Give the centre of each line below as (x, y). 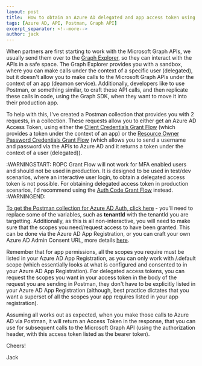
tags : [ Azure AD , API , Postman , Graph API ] (62, 23)
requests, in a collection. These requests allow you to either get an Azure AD (101, 121)
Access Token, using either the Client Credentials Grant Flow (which (91, 127)
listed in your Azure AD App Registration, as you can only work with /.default (101, 258)
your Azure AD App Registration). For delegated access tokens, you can (96, 271)
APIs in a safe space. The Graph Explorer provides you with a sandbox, (94, 65)
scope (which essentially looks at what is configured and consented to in (97, 265)
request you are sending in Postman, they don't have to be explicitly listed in (101, 284)
